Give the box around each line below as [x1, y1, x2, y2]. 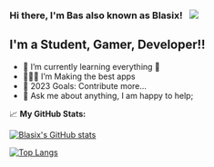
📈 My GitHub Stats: [9, 108, 87, 119]
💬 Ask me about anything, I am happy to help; [22, 90, 194, 101]
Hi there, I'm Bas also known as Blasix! [9, 9, 183, 22]
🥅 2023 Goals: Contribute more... [22, 80, 148, 91]
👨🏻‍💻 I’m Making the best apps [22, 71, 136, 82]
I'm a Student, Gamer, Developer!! [9, 37, 206, 53]
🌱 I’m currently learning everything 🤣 [22, 61, 161, 72]
